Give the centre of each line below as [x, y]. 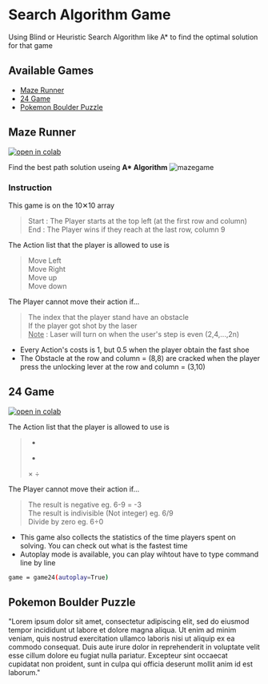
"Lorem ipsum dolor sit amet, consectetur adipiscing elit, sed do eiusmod [129, 621]
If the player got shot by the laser [82, 326]
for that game [31, 45]
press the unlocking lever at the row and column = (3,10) [112, 366]
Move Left [44, 260]
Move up [42, 277]
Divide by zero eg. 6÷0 [66, 521]
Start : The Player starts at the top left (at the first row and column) [138, 221]
